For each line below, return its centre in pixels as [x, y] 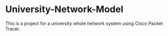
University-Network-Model [64, 9]
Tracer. [13, 28]
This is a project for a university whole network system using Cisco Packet [84, 23]
